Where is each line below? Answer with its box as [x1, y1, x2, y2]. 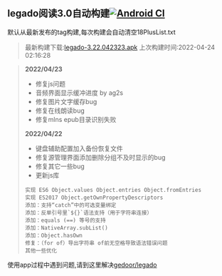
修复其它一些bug [35, 162, 85, 170]
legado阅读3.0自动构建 [7, 7, 110, 20]
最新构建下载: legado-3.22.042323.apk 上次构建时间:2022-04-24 [24, 43, 216, 51]
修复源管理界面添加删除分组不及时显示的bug [35, 153, 166, 161]
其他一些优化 [24, 247, 58, 254]
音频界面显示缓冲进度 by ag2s [35, 88, 124, 97]
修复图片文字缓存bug [35, 97, 97, 106]
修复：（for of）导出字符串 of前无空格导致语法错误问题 [24, 239, 168, 247]
